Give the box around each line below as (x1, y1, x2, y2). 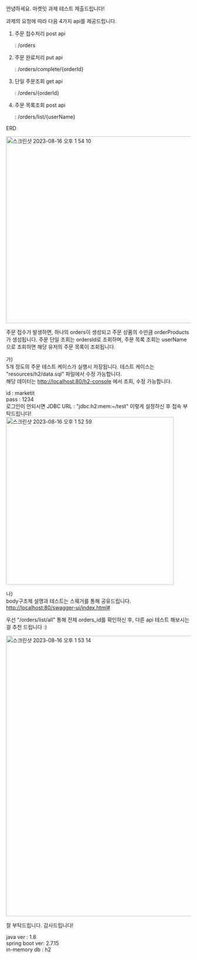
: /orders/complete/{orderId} (14, 66, 84, 72)
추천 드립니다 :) (12, 624, 47, 630)
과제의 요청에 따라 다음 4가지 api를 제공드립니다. (6, 18, 117, 25)
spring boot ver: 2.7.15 (6, 940, 59, 947)
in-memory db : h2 (6, 946, 52, 953)
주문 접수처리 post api (14, 30, 66, 37)
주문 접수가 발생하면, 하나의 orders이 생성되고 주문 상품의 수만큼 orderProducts (6, 329, 189, 336)
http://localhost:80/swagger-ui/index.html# (6, 604, 110, 611)
